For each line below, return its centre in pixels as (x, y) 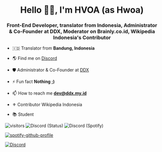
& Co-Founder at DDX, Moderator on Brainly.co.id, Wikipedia (82, 31)
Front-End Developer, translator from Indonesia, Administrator (82, 25)
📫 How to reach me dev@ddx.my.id (49, 93)
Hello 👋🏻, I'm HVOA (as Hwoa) (82, 10)
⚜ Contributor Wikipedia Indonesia (47, 104)
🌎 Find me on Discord (35, 58)
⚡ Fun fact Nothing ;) (33, 82)
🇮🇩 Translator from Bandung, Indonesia (53, 48)
